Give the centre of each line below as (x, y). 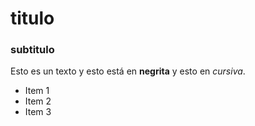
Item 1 (37, 91)
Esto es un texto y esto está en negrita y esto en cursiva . (128, 71)
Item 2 (38, 101)
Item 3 (38, 112)
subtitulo (32, 50)
